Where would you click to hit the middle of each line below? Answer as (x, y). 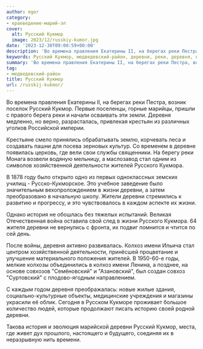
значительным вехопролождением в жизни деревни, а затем (85, 190)
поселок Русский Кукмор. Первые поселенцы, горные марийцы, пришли (101, 109)
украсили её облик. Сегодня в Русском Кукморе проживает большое (97, 302)
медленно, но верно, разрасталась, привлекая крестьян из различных (98, 121)
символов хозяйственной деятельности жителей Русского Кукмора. (95, 165)
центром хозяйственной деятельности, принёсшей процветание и (92, 252)
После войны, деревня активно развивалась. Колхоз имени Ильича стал (100, 245)
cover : (14, 29)
